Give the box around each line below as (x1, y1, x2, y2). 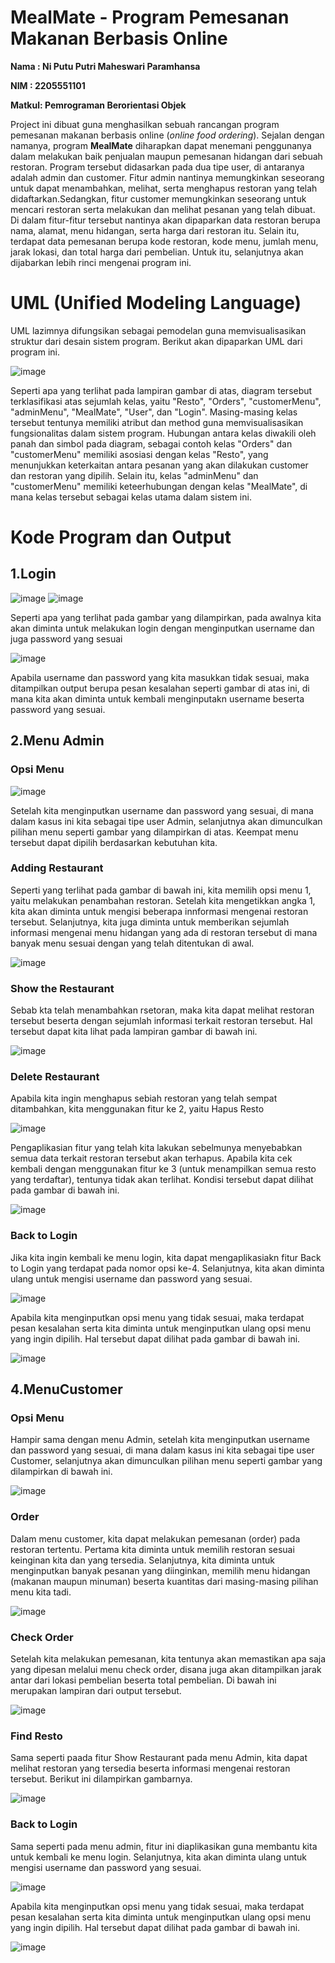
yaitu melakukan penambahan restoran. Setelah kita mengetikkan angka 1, (10, 894, 316, 906)
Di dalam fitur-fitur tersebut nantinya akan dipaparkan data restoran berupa (10, 214, 321, 226)
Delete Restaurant (10, 1070, 100, 1084)
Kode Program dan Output (10, 526, 232, 549)
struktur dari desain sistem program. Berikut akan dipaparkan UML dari (10, 335, 303, 347)
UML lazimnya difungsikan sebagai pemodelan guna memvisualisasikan (10, 324, 307, 336)
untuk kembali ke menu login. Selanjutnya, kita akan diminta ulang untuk (10, 1851, 308, 1863)
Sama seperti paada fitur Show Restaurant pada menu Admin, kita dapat (10, 1752, 308, 1764)
